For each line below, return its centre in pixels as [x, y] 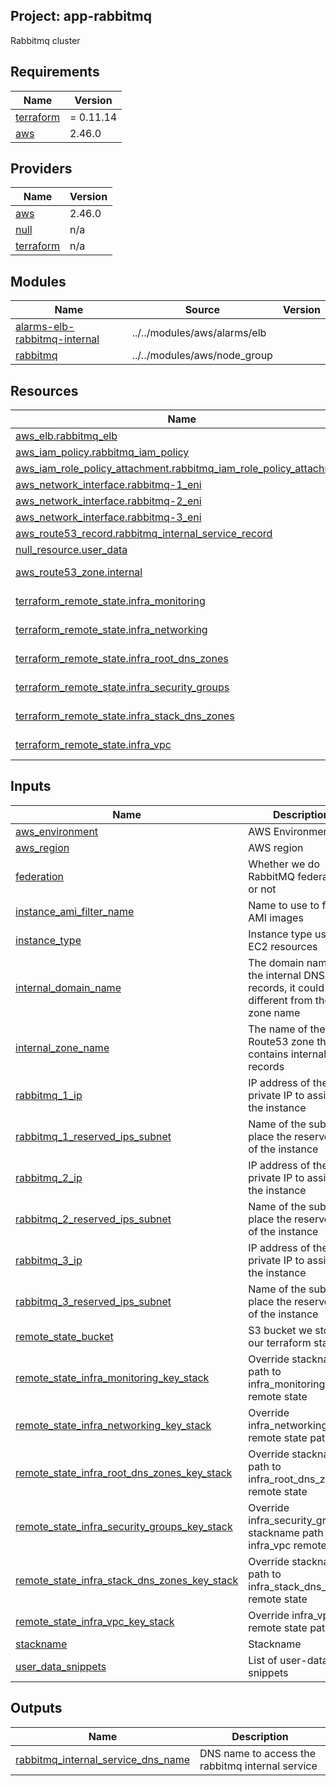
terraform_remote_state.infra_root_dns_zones [122, 659]
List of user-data [288, 1660]
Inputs [31, 786]
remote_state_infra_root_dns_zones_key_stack [124, 1472]
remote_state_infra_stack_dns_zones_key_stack [127, 1580]
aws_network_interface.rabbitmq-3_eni [108, 517]
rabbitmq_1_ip [49, 1095]
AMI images [276, 917]
